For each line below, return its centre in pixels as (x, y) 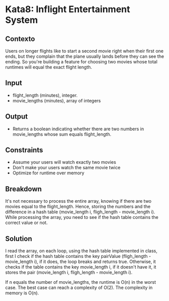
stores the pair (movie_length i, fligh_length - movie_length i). (69, 273)
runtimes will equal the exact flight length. (49, 67)
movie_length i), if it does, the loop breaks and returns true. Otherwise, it (81, 261)
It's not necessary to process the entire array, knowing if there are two (78, 201)
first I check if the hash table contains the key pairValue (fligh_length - (78, 256)
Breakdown (23, 189)
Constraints (24, 150)
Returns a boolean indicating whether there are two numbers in (78, 129)
